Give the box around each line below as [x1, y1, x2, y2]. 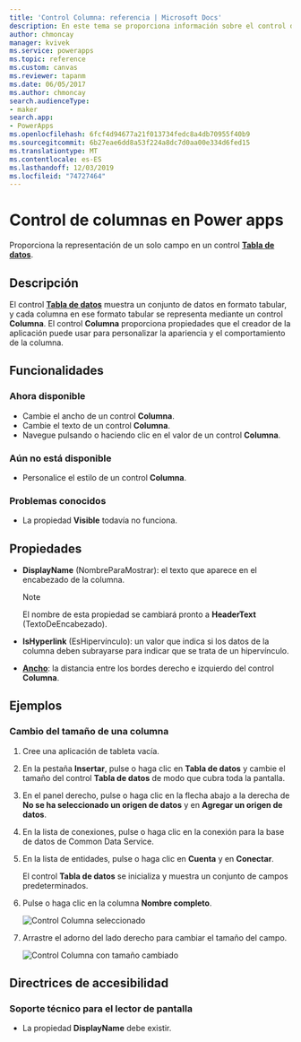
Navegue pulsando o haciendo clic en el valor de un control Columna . [21, 430, 281, 440]
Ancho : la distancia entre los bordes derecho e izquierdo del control [21, 663, 275, 673]
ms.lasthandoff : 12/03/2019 [9, 163, 115, 172]
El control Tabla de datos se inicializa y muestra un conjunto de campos [21, 871, 288, 881]
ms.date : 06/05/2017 [9, 80, 87, 89]
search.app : [9, 113, 54, 122]
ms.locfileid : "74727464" [9, 171, 106, 180]
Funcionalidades [9, 363, 105, 378]
